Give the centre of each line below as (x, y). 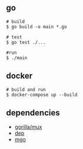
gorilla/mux (28, 127)
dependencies (33, 113)
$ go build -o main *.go (36, 27)
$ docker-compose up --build (42, 95)
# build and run (26, 89)
